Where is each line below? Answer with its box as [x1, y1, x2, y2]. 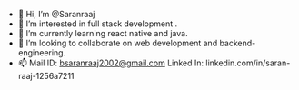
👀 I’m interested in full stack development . [17, 18, 178, 29]
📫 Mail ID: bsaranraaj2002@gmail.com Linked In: [17, 57, 204, 68]
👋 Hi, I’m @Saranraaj [17, 9, 95, 19]
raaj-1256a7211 [17, 71, 75, 81]
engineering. [17, 47, 66, 58]
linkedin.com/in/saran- [205, 57, 291, 68]
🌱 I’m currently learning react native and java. [17, 28, 188, 38]
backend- [219, 37, 256, 48]
